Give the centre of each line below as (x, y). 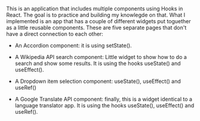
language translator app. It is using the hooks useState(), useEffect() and (104, 106)
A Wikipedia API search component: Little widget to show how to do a (101, 57)
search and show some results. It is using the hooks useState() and (98, 63)
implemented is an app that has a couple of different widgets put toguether (99, 21)
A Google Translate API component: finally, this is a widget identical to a (104, 99)
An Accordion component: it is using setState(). (73, 45)
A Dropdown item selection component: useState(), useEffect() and (98, 81)
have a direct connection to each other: (55, 34)
